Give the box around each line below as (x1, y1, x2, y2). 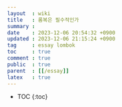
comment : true (7, 55, 51, 62)
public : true (7, 61, 51, 68)
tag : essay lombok (7, 42, 76, 49)
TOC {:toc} (17, 93, 48, 101)
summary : (7, 23, 36, 29)
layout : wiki (7, 10, 51, 17)
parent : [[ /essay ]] (7, 67, 70, 74)
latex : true (7, 73, 51, 81)
